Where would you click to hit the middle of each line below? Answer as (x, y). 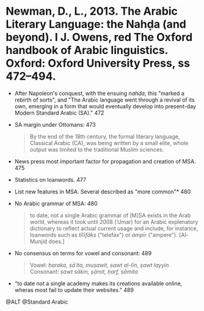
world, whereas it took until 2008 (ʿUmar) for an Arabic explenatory (114, 222)
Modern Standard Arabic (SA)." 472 (59, 113)
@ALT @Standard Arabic (37, 302)
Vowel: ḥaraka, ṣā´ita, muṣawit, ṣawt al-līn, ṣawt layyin (99, 265)
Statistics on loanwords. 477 (50, 179)
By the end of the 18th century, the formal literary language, (105, 137)
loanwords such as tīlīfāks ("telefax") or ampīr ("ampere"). (104, 234)
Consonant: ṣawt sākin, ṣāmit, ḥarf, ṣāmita (84, 271)
